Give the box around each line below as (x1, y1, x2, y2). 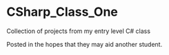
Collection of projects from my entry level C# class (6, 27, 151, 35)
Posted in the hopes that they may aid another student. (6, 40, 163, 48)
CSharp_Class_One (6, 4, 119, 20)
